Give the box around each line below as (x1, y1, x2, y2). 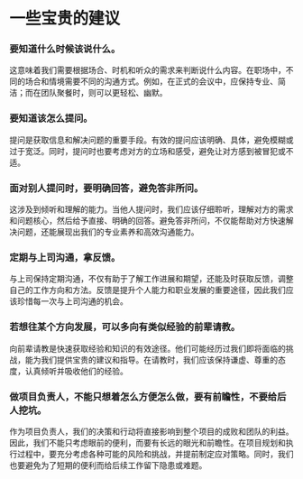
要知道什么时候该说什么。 (9, 42, 121, 55)
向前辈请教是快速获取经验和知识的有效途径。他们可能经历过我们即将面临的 (9, 343, 286, 354)
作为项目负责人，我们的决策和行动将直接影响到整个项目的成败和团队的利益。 (9, 426, 294, 437)
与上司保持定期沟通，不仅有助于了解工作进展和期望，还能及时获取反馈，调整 (9, 273, 294, 284)
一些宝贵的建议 (9, 8, 121, 29)
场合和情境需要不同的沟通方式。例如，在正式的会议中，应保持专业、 (24, 76, 278, 87)
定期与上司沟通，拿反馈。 (9, 252, 121, 263)
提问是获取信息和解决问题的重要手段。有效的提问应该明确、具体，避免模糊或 (9, 134, 294, 145)
